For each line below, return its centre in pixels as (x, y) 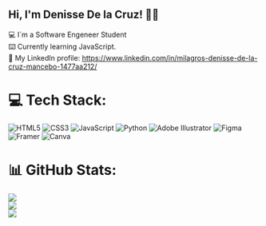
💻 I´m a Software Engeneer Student (67, 34)
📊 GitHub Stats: (63, 170)
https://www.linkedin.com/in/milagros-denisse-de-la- (170, 57)
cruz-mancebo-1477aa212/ (53, 66)
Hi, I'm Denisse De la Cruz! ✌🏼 (84, 15)
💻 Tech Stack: (58, 100)
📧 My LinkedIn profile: (44, 57)
